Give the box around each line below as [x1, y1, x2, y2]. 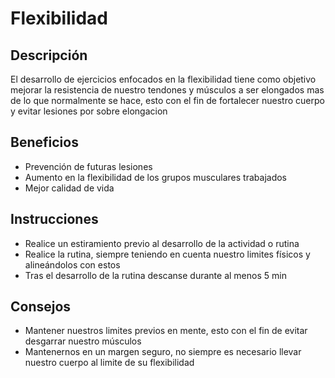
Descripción [10, 47, 88, 64]
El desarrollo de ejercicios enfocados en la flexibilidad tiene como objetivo [10, 73, 317, 85]
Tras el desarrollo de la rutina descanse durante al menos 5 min [24, 269, 287, 281]
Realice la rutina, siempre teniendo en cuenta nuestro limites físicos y [24, 248, 311, 260]
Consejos [10, 298, 72, 316]
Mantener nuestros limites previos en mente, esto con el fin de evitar [24, 325, 308, 337]
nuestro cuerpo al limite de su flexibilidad [24, 357, 195, 369]
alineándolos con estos [24, 258, 121, 271]
